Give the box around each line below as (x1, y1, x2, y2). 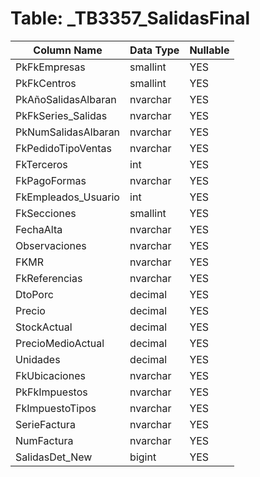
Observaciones (15, 238, 87, 252)
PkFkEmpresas (15, 60, 86, 74)
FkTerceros (15, 157, 68, 171)
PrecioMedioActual (15, 336, 105, 350)
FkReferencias (15, 271, 83, 285)
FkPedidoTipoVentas (15, 141, 113, 155)
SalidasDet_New (15, 450, 93, 464)
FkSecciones (15, 206, 77, 220)
